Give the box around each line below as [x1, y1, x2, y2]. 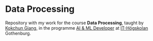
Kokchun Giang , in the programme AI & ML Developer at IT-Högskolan [5, 25, 148, 31]
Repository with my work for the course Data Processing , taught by [5, 20, 144, 26]
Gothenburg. [5, 30, 31, 36]
